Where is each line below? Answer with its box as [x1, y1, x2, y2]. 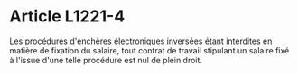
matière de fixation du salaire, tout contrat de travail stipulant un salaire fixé [9, 45, 290, 55]
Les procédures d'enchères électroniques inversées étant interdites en [9, 36, 273, 46]
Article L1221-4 [9, 6, 126, 27]
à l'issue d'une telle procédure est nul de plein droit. [9, 54, 203, 65]
